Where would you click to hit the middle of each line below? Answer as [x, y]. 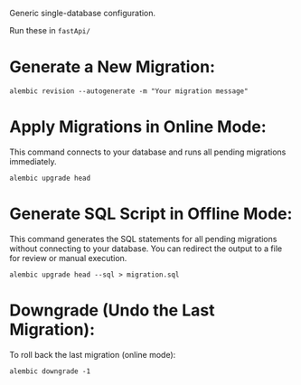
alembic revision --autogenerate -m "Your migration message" [129, 91]
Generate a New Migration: [112, 67]
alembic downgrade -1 [50, 371]
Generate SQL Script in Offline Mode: [151, 214]
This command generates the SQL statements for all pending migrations [143, 239]
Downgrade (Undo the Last [112, 310]
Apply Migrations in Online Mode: [138, 127]
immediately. [33, 161]
